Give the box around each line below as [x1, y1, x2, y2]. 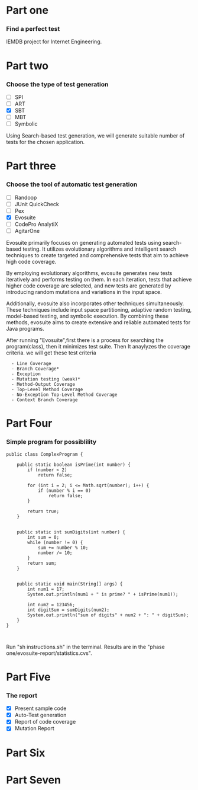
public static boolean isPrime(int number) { [17, 462, 131, 468]
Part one [6, 4, 49, 17]
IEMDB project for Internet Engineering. [6, 38, 102, 45]
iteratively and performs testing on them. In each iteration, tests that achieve [6, 276, 192, 283]
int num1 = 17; [27, 586, 65, 592]
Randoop [14, 194, 37, 201]
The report [6, 691, 38, 699]
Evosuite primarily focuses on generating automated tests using [6, 239, 161, 247]
